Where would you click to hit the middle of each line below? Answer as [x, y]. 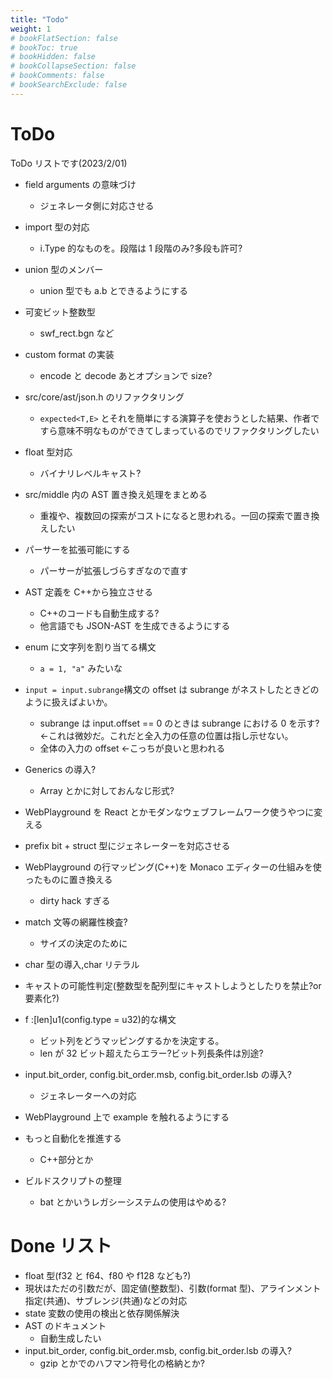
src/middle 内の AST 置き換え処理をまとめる [116, 494]
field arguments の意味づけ [80, 184]
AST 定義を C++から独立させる [89, 592]
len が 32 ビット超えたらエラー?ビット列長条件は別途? [151, 1053]
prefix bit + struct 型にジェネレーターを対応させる [127, 845]
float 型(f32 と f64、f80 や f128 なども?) [108, 1275]
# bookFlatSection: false [64, 38]
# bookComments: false [57, 76]
